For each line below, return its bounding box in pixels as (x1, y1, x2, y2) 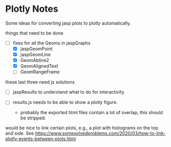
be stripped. (20, 115, 46, 121)
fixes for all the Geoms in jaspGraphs (12, 39, 91, 46)
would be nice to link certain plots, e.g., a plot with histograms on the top (5, 125, 158, 131)
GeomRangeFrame (20, 69, 60, 75)
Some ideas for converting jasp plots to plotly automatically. (5, 20, 131, 26)
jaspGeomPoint (20, 46, 53, 52)
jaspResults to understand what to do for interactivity (12, 89, 125, 95)
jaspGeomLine (20, 52, 51, 58)
